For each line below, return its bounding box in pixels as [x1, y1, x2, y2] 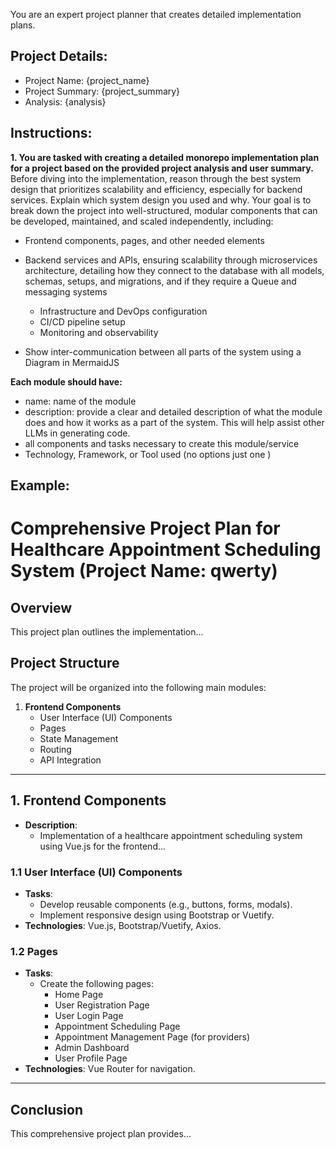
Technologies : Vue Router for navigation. [24, 1063, 196, 1075]
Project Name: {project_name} [24, 74, 150, 86]
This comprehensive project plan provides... [10, 1128, 192, 1140]
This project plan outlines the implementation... [10, 626, 204, 638]
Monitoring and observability [39, 326, 159, 338]
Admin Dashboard [54, 1042, 130, 1054]
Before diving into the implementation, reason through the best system [10, 172, 302, 184]
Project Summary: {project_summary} [24, 85, 181, 97]
